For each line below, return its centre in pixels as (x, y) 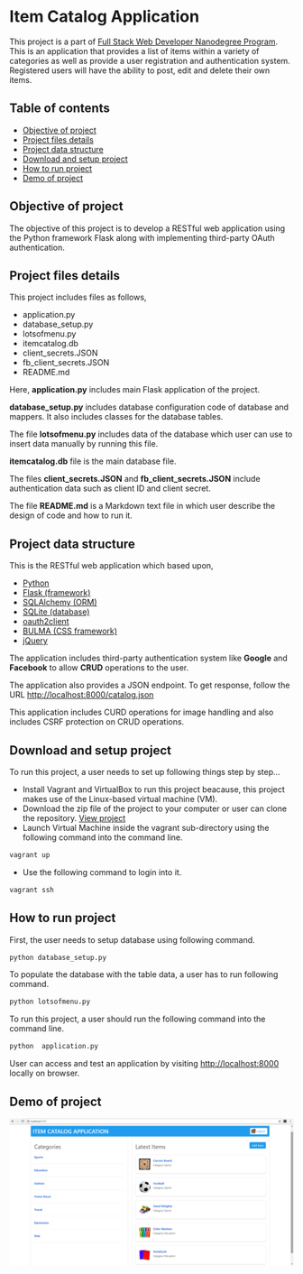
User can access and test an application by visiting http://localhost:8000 (144, 1064)
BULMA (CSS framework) (70, 631)
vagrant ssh (32, 890)
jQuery (35, 641)
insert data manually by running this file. (84, 444)
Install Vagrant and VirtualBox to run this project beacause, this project (154, 789)
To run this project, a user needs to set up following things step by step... (145, 772)
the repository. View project (74, 818)
